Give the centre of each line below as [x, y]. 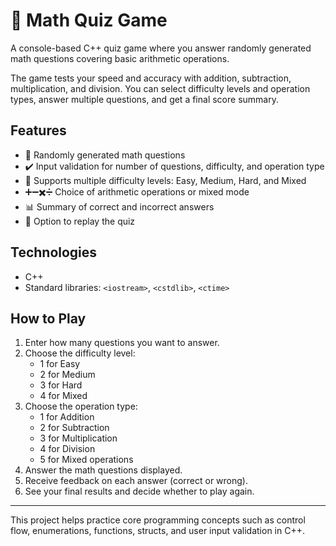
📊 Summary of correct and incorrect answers [119, 206]
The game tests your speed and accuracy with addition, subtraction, [151, 78]
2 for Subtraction [74, 428]
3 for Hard [61, 385]
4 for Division [67, 449]
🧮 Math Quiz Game [89, 20]
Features [38, 130]
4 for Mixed [63, 396]
